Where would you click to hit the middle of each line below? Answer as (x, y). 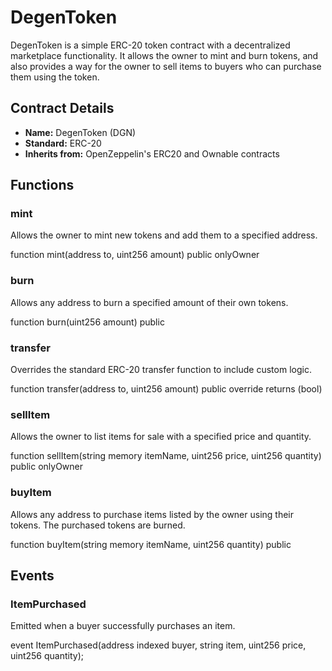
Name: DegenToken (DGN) (80, 132)
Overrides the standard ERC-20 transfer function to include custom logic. (161, 370)
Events (32, 576)
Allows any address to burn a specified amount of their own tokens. (149, 302)
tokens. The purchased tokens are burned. (98, 525)
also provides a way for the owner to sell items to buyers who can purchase (166, 66)
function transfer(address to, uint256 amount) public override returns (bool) (166, 389)
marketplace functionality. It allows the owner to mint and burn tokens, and (164, 55)
